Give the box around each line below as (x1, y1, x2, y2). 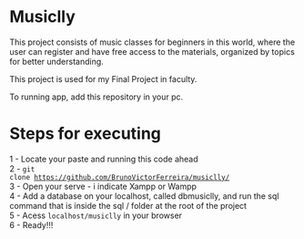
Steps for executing (9, 123, 162, 144)
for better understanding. (9, 56, 105, 67)
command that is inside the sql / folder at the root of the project (9, 200, 248, 211)
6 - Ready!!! (9, 219, 54, 230)
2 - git (9, 162, 35, 174)
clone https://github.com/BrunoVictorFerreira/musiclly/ (9, 172, 230, 182)
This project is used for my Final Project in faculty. (9, 73, 198, 84)
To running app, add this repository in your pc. (9, 91, 184, 102)
